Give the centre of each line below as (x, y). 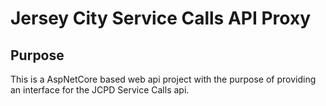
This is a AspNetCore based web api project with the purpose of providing (163, 79)
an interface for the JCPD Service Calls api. (100, 90)
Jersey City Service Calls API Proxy (161, 18)
